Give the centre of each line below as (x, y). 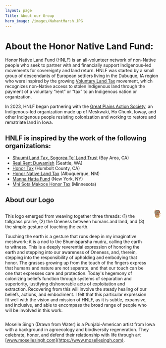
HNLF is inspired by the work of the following (76, 138)
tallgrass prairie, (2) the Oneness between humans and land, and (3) (75, 221)
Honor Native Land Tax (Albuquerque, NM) (56, 174)
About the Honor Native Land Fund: (79, 46)
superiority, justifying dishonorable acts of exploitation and (65, 284)
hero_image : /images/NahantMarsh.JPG (44, 21)
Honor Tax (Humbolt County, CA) (46, 169)
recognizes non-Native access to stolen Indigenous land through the (75, 87)
